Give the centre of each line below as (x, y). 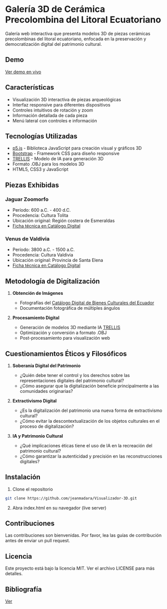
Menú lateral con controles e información (55, 121)
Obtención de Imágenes (38, 293)
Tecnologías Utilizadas (41, 136)
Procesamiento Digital (36, 318)
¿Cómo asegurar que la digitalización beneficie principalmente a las (89, 386)
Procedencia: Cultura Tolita (40, 216)
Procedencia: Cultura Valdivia (43, 255)
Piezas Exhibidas (32, 185)
